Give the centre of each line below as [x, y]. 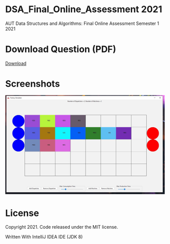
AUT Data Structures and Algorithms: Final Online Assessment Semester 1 [82, 23]
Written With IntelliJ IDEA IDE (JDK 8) [44, 237]
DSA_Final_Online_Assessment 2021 [84, 9]
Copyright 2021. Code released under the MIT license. [62, 227]
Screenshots [33, 84]
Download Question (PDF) [61, 49]
